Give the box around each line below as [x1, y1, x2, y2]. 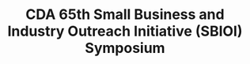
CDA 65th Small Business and [25, 6, 225, 24]
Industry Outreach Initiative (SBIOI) [7, 22, 243, 40]
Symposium [85, 40, 165, 57]
